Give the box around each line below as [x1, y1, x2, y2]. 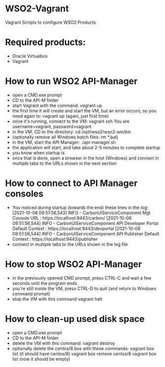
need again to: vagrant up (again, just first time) [12, 113, 109, 119]
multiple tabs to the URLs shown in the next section [12, 160, 117, 166]
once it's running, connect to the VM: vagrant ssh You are [12, 118, 130, 124]
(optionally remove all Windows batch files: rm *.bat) [12, 134, 119, 140]
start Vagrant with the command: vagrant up [12, 102, 102, 108]
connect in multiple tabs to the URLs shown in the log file [12, 241, 128, 247]
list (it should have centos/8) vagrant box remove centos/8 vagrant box [12, 351, 157, 357]
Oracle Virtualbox [12, 53, 48, 59]
